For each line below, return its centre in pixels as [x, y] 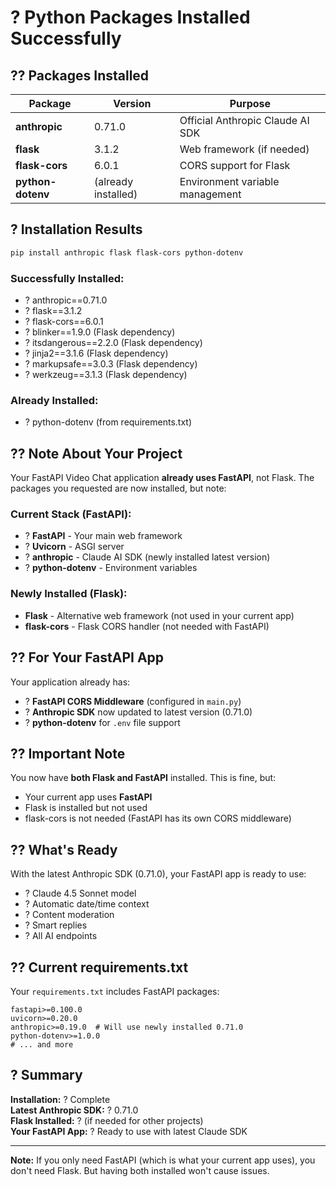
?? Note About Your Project [96, 453]
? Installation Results [76, 229]
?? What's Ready [64, 849]
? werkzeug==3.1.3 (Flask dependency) [106, 374]
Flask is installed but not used [86, 808]
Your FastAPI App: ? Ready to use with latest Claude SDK [129, 1131]
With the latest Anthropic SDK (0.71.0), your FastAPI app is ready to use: [158, 874]
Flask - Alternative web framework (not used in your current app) [159, 615]
